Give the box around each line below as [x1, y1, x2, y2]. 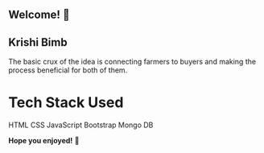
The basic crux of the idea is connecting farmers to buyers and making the [8, 57, 256, 67]
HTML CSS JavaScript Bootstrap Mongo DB [8, 120, 154, 130]
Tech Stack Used [8, 93, 124, 112]
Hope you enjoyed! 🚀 [8, 136, 80, 146]
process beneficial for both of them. [8, 65, 128, 75]
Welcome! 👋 [8, 8, 70, 22]
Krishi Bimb [8, 35, 68, 49]
